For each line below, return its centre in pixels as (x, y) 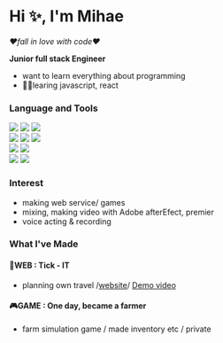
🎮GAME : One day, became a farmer (78, 306)
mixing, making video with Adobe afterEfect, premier (118, 212)
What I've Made (44, 244)
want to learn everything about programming (104, 75)
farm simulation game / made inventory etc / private (116, 329)
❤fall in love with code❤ (55, 41)
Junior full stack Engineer (58, 58)
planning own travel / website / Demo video (99, 285)
